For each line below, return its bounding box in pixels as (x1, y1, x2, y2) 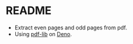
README (5, 4, 52, 18)
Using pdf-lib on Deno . (14, 30, 73, 37)
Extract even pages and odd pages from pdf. (14, 24, 128, 31)
